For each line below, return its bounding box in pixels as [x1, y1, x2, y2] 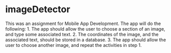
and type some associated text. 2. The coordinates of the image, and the [5, 31, 159, 37]
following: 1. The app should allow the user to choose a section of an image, [5, 25, 165, 32]
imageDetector [5, 4, 71, 15]
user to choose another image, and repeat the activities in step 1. [5, 42, 142, 48]
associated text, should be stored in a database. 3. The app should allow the [5, 37, 166, 43]
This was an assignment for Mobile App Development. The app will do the [5, 20, 161, 26]
